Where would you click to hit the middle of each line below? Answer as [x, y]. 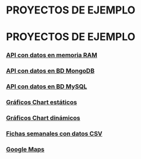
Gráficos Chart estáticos [42, 102]
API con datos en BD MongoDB [50, 71]
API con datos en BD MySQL [47, 87]
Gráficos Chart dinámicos [43, 117]
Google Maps [25, 149]
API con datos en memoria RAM [52, 55]
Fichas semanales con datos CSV [54, 133]
